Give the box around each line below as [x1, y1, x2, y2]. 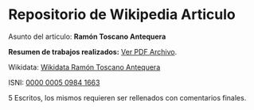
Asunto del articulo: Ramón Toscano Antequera [8, 32, 166, 41]
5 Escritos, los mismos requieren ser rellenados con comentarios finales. [8, 93, 247, 102]
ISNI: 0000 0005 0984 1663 [8, 78, 100, 87]
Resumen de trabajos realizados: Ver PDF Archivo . [8, 47, 178, 56]
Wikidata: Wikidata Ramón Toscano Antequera [8, 62, 161, 72]
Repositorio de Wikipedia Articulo [8, 6, 236, 24]
